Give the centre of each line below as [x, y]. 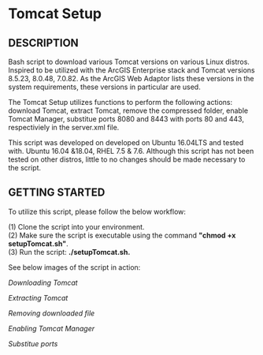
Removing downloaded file [52, 313]
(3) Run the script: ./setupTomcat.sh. [69, 252]
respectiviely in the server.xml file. [64, 127]
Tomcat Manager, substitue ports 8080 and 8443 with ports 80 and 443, [126, 119]
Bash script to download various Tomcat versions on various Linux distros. [129, 62]
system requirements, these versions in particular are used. [104, 87]
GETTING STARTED [57, 193]
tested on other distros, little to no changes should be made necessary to [127, 159]
